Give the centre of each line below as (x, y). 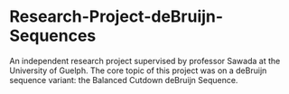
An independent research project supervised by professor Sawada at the (145, 61)
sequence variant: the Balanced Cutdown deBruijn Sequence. (124, 80)
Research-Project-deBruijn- (117, 17)
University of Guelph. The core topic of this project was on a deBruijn (138, 70)
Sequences (53, 36)
